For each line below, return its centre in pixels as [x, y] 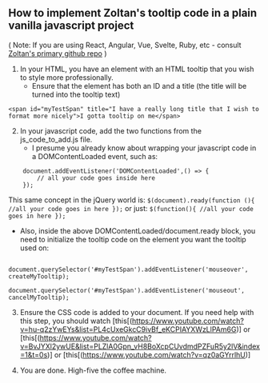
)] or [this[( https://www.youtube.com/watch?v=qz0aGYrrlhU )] [149, 354]
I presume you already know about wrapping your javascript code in [144, 148]
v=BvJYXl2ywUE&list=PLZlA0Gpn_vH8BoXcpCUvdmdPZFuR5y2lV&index [140, 346]
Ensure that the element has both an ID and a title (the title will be [139, 86]
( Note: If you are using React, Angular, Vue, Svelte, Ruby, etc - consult [125, 45]
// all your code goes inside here [96, 178]
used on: [34, 248]
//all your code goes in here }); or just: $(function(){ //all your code [131, 208]
